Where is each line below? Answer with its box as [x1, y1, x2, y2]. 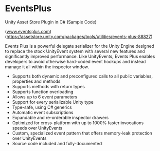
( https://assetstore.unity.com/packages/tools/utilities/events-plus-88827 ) [5, 34, 153, 39]
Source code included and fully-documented [12, 140, 102, 146]
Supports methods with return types [12, 83, 85, 89]
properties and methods [12, 78, 61, 84]
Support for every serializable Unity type [12, 99, 94, 105]
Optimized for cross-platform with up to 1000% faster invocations [12, 120, 144, 126]
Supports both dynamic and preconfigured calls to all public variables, [12, 73, 153, 79]
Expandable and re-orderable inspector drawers [12, 114, 109, 120]
